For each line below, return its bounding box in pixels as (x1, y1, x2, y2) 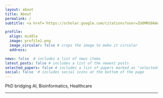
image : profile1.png (9, 38, 51, 44)
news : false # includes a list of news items (5, 56, 101, 61)
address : (9, 47, 27, 52)
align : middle (9, 34, 38, 39)
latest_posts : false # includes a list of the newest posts (5, 61, 130, 65)
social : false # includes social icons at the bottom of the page (5, 70, 145, 75)
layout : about (5, 7, 34, 12)
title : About (5, 12, 32, 16)
